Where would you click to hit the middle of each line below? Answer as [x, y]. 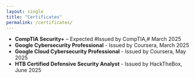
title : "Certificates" [34, 17]
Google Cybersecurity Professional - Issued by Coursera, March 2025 [102, 45]
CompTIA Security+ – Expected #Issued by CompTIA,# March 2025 [98, 39]
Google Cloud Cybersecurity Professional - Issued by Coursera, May [100, 52]
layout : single [25, 11]
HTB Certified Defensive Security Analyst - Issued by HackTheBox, [98, 64]
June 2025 [28, 70]
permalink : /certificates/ [39, 22]
